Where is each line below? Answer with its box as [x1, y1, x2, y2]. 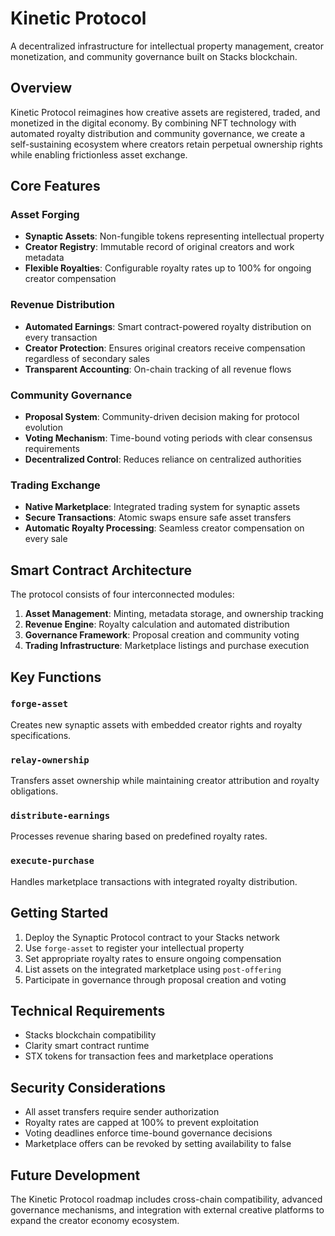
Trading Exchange [10, 478, 101, 492]
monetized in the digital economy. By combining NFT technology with [10, 117, 297, 129]
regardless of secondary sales [24, 352, 150, 364]
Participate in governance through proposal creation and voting [24, 973, 287, 986]
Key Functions [10, 668, 102, 686]
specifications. [10, 729, 72, 741]
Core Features [10, 178, 101, 195]
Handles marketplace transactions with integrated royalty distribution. [10, 875, 298, 887]
